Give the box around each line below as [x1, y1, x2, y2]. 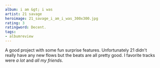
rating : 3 [5, 20, 25, 26]
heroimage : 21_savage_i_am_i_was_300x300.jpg [5, 16, 98, 21]
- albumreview [5, 34, 34, 39]
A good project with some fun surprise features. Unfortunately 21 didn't [5, 47, 147, 53]
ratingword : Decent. [5, 25, 47, 30]
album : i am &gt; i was [5, 7, 53, 12]
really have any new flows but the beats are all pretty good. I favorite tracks [5, 52, 156, 58]
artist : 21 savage [5, 12, 42, 16]
